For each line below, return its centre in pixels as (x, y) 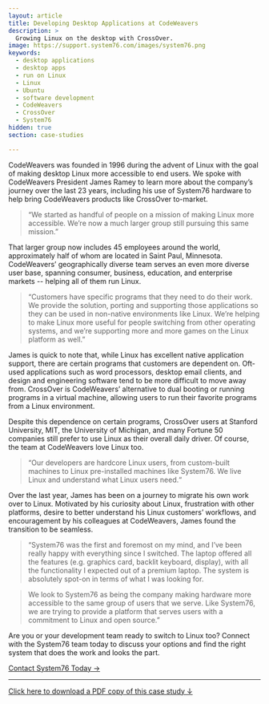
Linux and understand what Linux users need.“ (105, 479)
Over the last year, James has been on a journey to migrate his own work (129, 495)
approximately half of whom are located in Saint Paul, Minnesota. (115, 255)
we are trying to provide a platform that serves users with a (125, 611)
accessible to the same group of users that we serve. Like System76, (142, 603)
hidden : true (30, 127)
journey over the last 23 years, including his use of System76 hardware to (130, 190)
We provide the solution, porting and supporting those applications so (143, 305)
